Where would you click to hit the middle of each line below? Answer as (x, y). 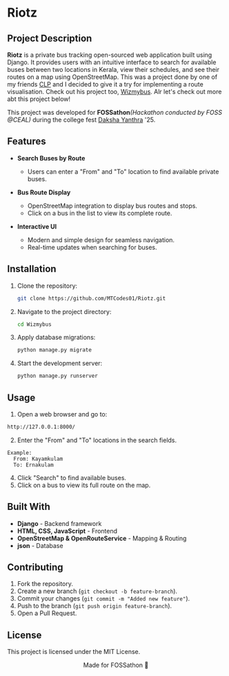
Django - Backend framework (59, 523)
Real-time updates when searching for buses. (92, 247)
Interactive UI (37, 226)
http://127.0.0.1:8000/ (41, 427)
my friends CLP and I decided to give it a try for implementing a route (105, 84)
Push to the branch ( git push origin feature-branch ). (94, 606)
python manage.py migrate (54, 350)
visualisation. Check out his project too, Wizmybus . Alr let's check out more (114, 92)
